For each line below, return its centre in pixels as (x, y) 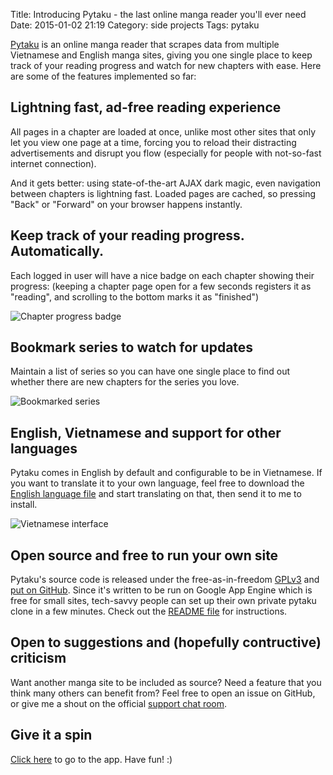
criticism (38, 658)
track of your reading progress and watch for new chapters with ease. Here (166, 65)
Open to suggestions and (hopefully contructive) (166, 642)
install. (24, 505)
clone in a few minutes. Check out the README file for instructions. (149, 611)
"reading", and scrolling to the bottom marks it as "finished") (135, 296)
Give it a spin (51, 735)
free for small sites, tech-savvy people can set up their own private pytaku (163, 601)
